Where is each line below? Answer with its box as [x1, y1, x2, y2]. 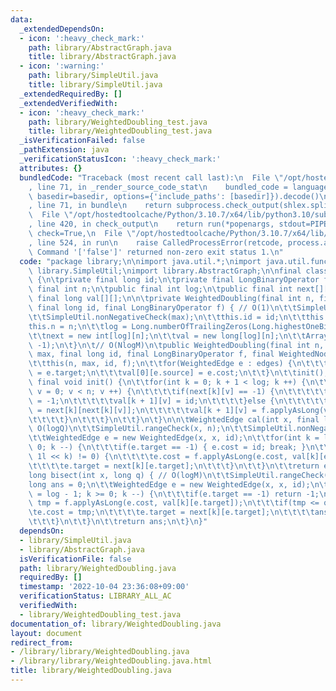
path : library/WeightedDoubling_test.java [28, 117, 208, 127]
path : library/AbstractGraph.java [28, 42, 172, 53]
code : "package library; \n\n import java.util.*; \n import [19, 256, 262, 266]
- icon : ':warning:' [19, 61, 105, 71]
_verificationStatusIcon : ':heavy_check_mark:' [19, 154, 222, 164]
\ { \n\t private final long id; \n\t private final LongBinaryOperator [28, 275, 320, 285]
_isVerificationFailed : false [19, 136, 145, 146]
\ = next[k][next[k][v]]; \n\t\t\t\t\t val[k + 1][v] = [28, 405, 257, 415]
